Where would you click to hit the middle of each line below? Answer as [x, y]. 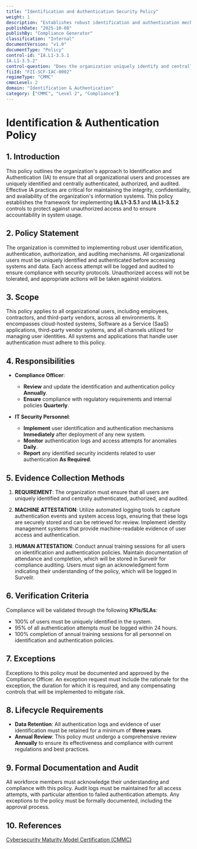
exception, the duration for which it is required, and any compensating [91, 685]
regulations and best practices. [52, 749]
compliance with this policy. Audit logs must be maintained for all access [94, 788]
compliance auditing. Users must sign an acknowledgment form [91, 565]
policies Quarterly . [46, 405]
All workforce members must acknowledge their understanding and [87, 782]
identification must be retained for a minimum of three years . [88, 731]
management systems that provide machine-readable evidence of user [100, 528]
